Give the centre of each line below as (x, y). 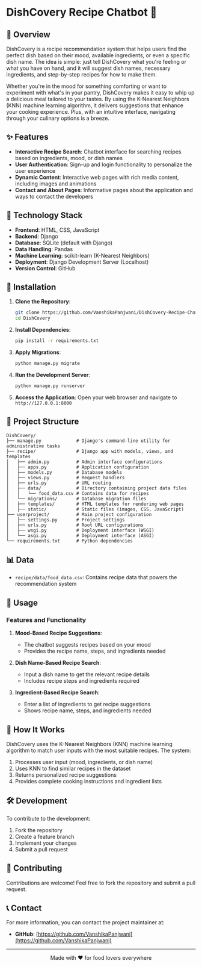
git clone (27, 312)
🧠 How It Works (35, 729)
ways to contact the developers (54, 196)
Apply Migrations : (38, 352)
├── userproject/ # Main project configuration (79, 514)
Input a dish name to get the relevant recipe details (87, 674)
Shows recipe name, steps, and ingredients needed (87, 710)
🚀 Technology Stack (44, 215)
